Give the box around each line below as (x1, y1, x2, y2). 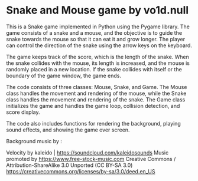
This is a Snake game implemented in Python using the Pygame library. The (6, 23, 190, 30)
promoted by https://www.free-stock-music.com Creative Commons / (6, 155, 176, 162)
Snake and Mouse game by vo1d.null (6, 4, 189, 17)
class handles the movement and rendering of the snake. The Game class (6, 96, 186, 103)
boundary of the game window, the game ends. (6, 72, 121, 79)
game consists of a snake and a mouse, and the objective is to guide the (6, 29, 182, 36)
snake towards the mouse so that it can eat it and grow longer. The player (6, 35, 185, 42)
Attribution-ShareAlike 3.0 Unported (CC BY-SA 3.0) (6, 162, 133, 169)
